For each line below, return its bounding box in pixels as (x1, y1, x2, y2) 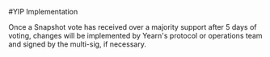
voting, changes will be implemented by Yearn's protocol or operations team (8, 31, 263, 40)
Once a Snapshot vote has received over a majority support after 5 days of (8, 22, 257, 31)
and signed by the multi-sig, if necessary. (8, 39, 147, 49)
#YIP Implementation (8, 7, 78, 16)
